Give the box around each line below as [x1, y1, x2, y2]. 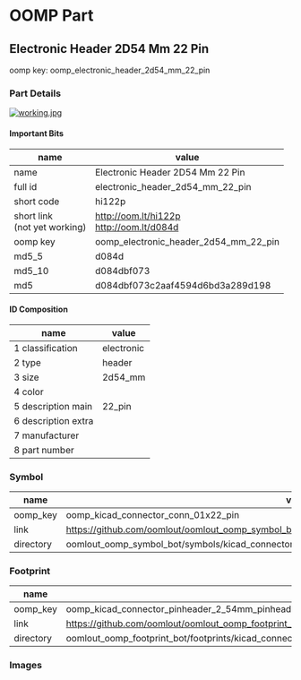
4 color [13, 385, 44, 398]
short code [13, 194, 60, 207]
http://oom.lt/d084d [95, 220, 179, 233]
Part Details [9, 87, 61, 99]
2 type [13, 356, 42, 368]
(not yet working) [13, 220, 87, 233]
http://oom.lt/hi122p [95, 210, 181, 222]
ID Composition [9, 304, 69, 314]
